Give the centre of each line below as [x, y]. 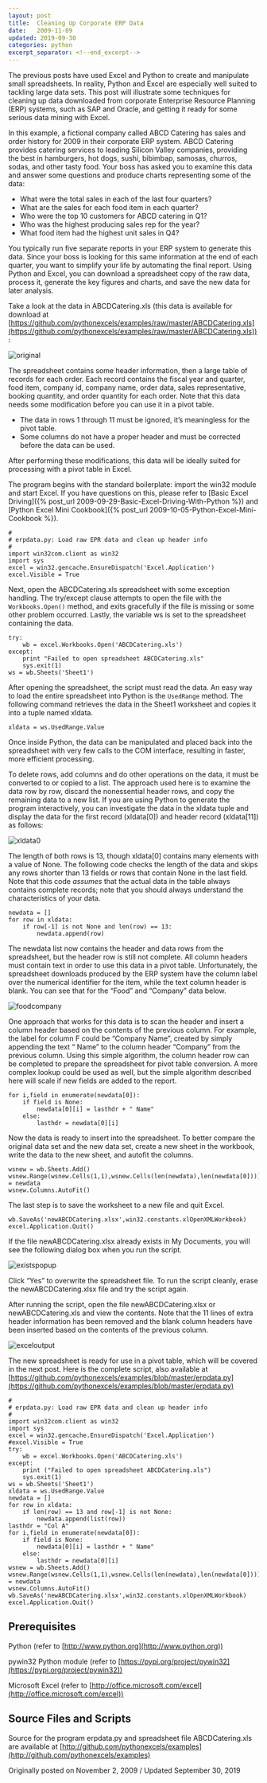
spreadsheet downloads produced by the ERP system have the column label [133, 974]
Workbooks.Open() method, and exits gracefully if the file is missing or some [131, 606]
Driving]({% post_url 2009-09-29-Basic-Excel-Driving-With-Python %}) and [133, 501]
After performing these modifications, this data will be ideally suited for [124, 461]
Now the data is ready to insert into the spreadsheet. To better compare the [132, 1138]
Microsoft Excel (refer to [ [50, 1685]
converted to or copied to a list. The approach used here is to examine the [130, 783]
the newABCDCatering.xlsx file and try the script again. [98, 1289]
